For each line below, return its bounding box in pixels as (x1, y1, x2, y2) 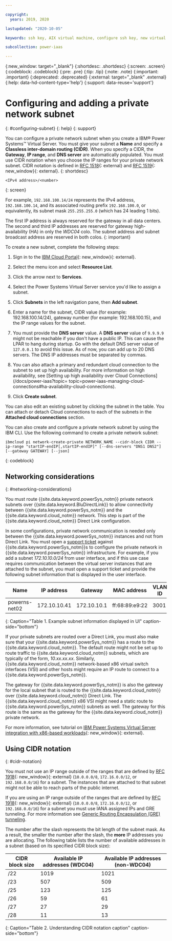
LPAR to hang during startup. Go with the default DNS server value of (12, 341, 159, 347)
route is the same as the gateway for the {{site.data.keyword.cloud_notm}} (5, 709, 163, 715)
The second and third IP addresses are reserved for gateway (5, 223, 134, 229)
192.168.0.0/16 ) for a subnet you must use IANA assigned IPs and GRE (5, 805, 155, 811)
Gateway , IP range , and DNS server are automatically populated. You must (5, 152, 164, 158)
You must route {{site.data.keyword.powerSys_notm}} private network (5, 496, 154, 502)
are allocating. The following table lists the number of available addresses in (5, 837, 165, 843)
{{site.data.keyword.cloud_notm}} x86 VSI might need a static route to (5, 698, 154, 704)
